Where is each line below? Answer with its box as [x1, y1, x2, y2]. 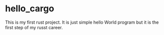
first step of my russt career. [5, 24, 63, 30]
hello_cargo [5, 3, 54, 14]
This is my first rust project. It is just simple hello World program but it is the [5, 19, 159, 25]
